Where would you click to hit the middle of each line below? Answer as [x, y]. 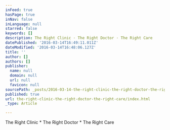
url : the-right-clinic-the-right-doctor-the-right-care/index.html [78, 99]
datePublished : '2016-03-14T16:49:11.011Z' [52, 43]
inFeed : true [19, 10]
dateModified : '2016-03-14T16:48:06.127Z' [51, 47]
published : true [22, 94]
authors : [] [18, 61]
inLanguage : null [24, 24]
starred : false [21, 29]
